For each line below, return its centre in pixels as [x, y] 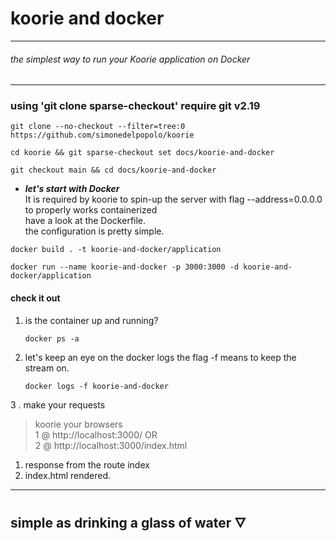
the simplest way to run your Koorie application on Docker [130, 59]
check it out [35, 298]
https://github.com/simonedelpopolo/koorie [102, 135]
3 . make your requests [58, 404]
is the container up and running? [91, 320]
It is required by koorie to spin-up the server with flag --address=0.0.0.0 [173, 199]
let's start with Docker [72, 189]
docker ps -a [52, 338]
